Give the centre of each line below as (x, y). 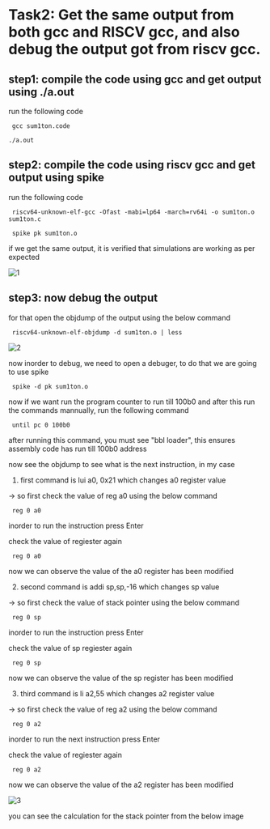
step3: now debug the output (83, 298)
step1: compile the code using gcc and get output (135, 79)
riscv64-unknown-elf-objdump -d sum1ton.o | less (97, 332)
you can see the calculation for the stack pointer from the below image (126, 816)
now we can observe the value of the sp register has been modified (121, 678)
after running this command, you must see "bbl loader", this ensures (122, 440)
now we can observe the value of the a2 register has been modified (121, 784)
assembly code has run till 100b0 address (78, 449)
